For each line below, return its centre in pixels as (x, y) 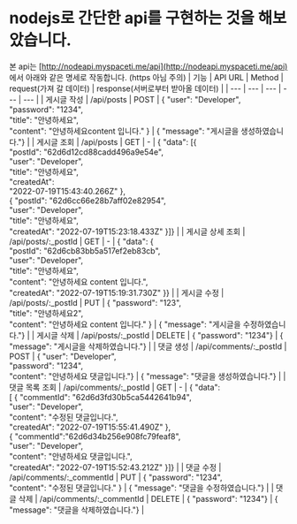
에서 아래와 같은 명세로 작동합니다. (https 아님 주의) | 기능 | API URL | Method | (147, 77)
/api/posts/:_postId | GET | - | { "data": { (81, 241)
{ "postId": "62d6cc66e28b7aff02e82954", (88, 201)
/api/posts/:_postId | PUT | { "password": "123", (95, 302)
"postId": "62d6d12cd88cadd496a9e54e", (86, 152)
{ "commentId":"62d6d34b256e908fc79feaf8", (95, 436)
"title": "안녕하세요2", (46, 313)
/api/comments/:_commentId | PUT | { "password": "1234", (116, 477)
